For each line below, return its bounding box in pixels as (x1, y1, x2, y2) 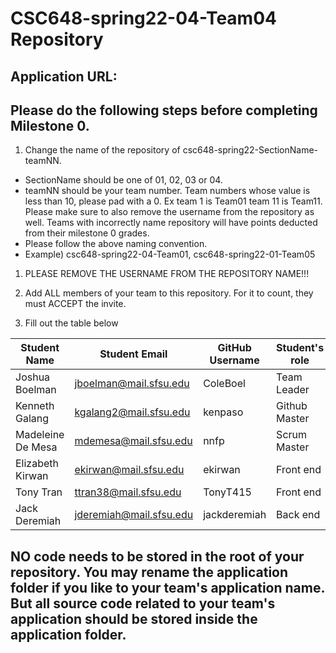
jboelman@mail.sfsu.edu (74, 377, 190, 391)
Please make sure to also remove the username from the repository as (24, 206, 315, 218)
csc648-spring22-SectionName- (182, 144, 319, 156)
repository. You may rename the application (10, 563, 289, 581)
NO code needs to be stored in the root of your (10, 548, 305, 565)
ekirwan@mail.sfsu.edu (74, 463, 185, 477)
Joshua (15, 370, 51, 384)
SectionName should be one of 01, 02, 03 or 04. (24, 174, 223, 186)
